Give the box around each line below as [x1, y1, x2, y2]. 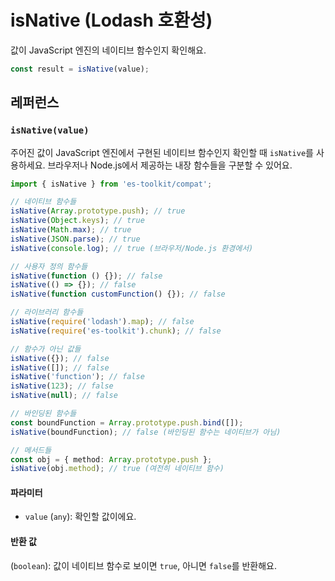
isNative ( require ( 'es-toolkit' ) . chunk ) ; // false [10, 326, 222, 336]
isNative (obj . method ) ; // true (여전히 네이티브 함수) [10, 464, 225, 474]
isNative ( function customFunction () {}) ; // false [10, 289, 226, 300]
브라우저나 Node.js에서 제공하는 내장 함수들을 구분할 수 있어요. [47, 159, 293, 171]
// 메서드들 [10, 445, 52, 455]
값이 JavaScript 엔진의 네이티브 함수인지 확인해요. [10, 44, 207, 56]
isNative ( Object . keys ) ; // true [10, 216, 145, 226]
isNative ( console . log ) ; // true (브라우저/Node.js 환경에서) [10, 243, 254, 253]
